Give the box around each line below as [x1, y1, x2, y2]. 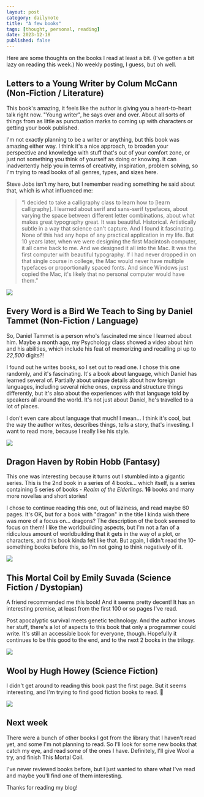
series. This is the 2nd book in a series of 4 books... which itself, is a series [6, 479, 195, 487]
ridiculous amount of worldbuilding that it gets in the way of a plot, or [6, 530, 181, 538]
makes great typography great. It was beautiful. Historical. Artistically [21, 218, 197, 226]
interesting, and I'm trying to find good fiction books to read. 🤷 [6, 688, 164, 696]
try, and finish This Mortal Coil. [6, 753, 84, 761]
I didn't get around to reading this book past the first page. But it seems [6, 682, 187, 690]
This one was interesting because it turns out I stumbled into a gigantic [6, 473, 186, 480]
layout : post [6, 9, 40, 15]
